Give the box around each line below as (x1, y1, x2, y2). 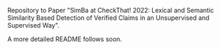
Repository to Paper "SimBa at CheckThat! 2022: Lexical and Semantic (7, 6, 215, 14)
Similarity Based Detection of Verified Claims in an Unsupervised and (7, 13, 210, 22)
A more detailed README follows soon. (7, 35, 122, 43)
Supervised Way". (7, 21, 60, 29)
